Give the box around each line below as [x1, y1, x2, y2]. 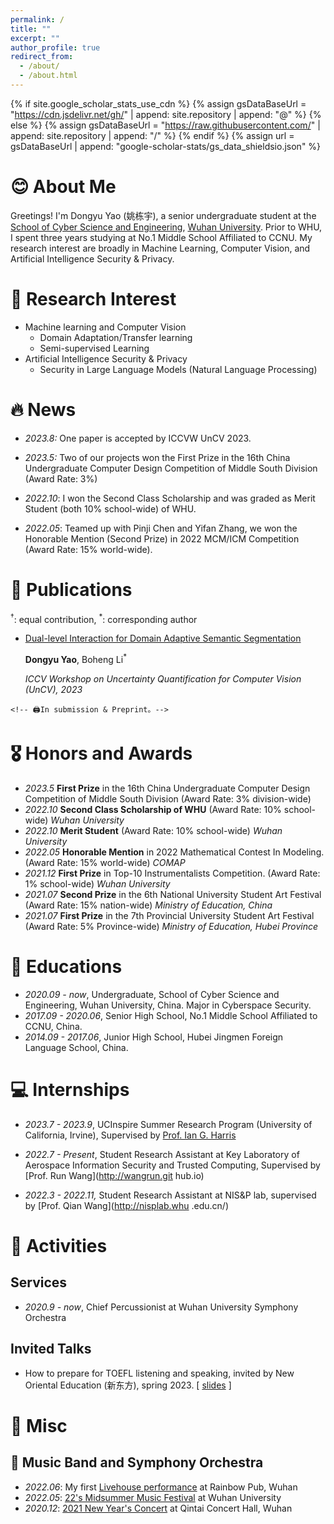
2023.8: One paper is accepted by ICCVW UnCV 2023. [24, 432, 252, 444]
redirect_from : [10, 52, 74, 62]
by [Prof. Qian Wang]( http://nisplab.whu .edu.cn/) [24, 1199, 230, 1211]
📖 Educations [10, 956, 123, 978]
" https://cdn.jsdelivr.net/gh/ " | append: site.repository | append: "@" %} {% [10, 108, 322, 120]
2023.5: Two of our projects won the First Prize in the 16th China [24, 451, 291, 463]
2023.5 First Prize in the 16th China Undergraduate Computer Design [24, 782, 311, 794]
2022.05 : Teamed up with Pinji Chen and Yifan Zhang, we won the [24, 522, 298, 534]
